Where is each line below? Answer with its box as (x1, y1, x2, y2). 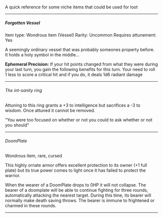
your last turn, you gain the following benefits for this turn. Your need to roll (5, 66, 155, 72)
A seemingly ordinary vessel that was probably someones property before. (5, 46, 155, 53)
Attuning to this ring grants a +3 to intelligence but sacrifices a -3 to (5, 102, 141, 109)
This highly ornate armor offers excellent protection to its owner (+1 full (5, 163, 147, 168)
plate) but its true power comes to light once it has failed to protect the (5, 167, 146, 173)
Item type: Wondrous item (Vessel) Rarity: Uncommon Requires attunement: (5, 32, 157, 38)
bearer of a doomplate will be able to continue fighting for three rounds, (5, 187, 148, 193)
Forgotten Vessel (5, 19, 40, 26)
